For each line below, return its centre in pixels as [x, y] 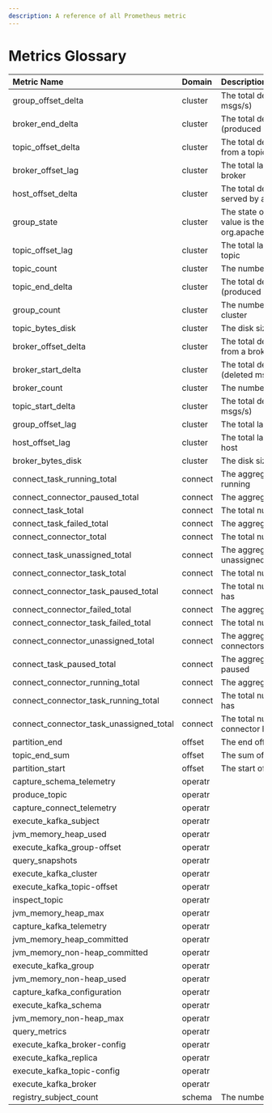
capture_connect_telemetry [65, 808]
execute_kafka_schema [57, 1005]
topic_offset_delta [47, 147]
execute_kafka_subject [56, 821]
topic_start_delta [44, 406]
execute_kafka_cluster [55, 873]
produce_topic [40, 794]
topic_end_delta [42, 287]
